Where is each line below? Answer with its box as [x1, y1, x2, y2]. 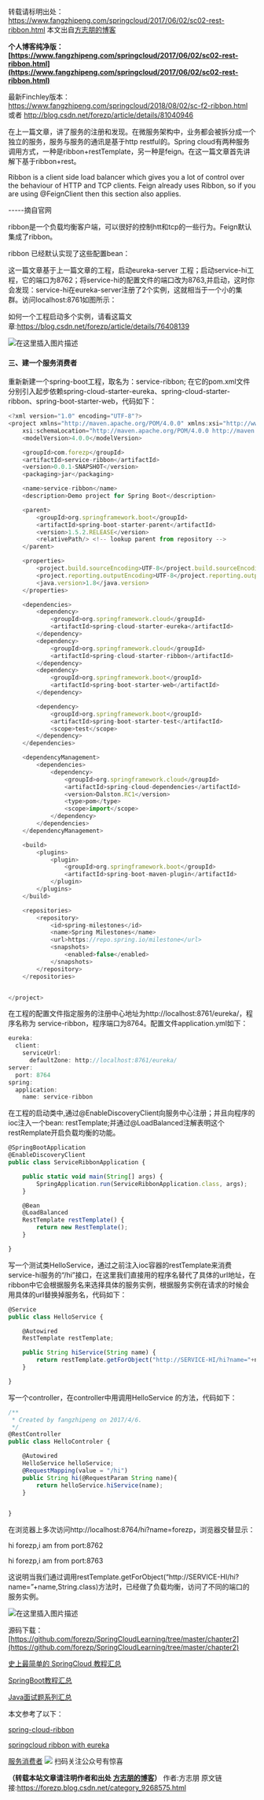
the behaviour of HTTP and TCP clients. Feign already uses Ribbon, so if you [8, 180, 256, 190]
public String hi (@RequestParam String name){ [22, 1474, 178, 1482]
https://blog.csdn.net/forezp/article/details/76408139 [16, 322, 190, 331]
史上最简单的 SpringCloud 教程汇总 [8, 1659, 122, 1668]
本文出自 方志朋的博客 [46, 25, 116, 34]
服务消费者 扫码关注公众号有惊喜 [8, 1757, 123, 1766]
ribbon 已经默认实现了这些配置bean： [8, 249, 130, 258]
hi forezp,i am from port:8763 [8, 1556, 104, 1566]
